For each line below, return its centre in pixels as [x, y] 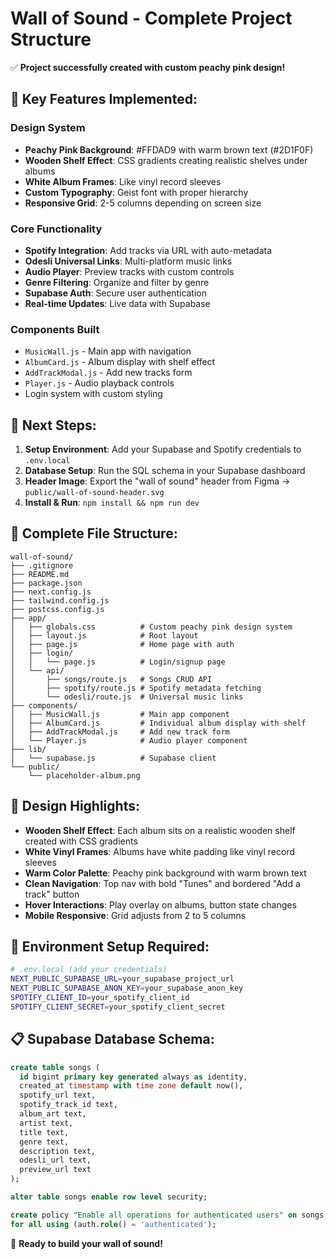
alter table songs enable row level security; [109, 1197]
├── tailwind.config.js [60, 600]
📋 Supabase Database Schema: [112, 1039]
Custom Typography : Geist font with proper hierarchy [136, 192]
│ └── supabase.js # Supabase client [113, 758]
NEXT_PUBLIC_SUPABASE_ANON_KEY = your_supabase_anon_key [127, 988]
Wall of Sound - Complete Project [151, 18]
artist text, [46, 1123]
